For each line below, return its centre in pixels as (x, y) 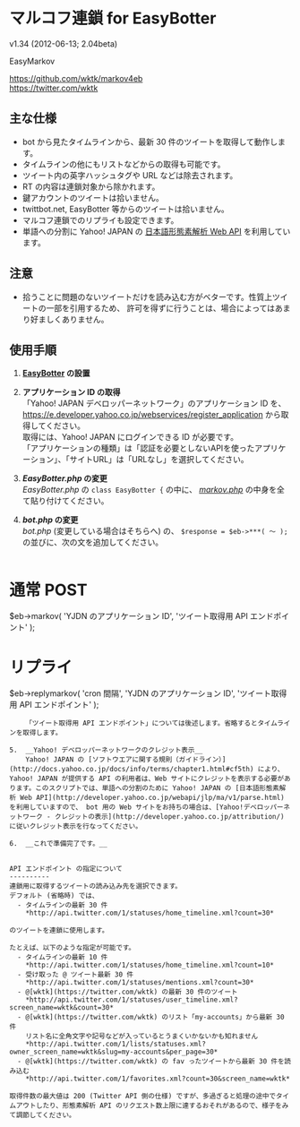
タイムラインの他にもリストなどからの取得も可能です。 (124, 164)
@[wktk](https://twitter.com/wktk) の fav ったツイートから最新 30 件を (155, 1062)
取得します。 (42, 733)
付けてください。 (77, 501)
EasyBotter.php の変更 (64, 478)
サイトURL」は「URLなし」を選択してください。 (159, 460)
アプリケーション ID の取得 (71, 392)
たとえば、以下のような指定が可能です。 (73, 948)
